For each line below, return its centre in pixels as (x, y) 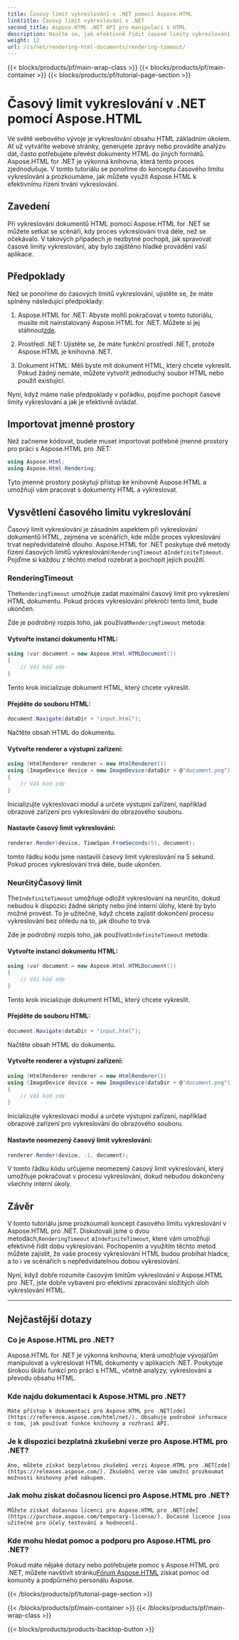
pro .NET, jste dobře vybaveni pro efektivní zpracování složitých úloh (108, 1283)
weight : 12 (23, 41)
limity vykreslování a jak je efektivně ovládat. (73, 402)
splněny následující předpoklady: (56, 301)
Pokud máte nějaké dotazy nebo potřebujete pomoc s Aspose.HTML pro (113, 1565)
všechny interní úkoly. (39, 1184)
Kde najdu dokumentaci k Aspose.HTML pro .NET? (97, 1396)
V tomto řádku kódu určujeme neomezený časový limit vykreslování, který (116, 1169)
